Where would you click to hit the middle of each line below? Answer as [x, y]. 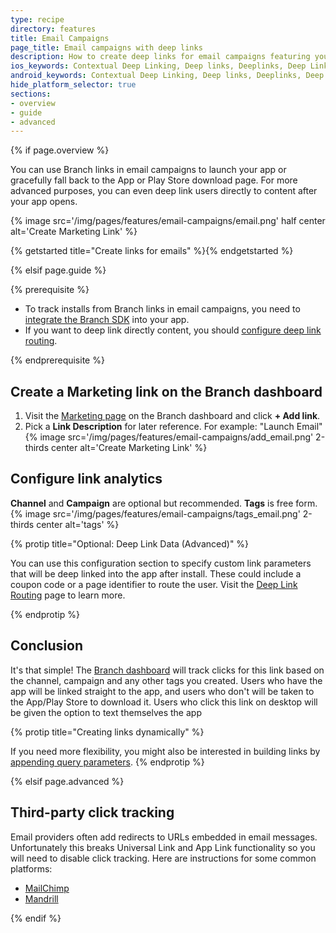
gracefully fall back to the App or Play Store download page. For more [154, 180]
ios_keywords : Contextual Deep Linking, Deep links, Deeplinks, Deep [158, 66]
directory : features [53, 29]
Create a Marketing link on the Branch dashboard [166, 391]
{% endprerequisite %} [57, 360]
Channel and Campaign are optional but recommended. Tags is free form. [164, 503]
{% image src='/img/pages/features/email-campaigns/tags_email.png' [155, 513]
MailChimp [47, 888]
